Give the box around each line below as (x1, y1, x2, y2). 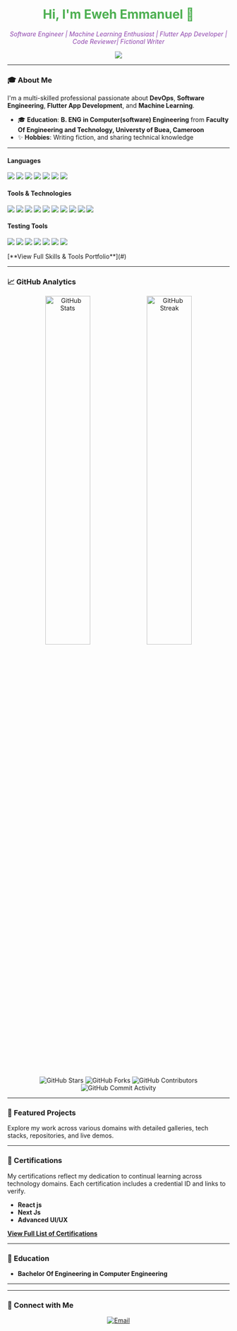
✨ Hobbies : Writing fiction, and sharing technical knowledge (17, 133, 194, 142)
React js (17, 1200, 42, 1209)
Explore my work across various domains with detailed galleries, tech (7, 1124, 209, 1133)
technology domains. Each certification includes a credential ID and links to (7, 1179, 226, 1188)
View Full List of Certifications (7, 1229, 98, 1238)
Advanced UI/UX (17, 1215, 68, 1224)
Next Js (17, 1207, 41, 1217)
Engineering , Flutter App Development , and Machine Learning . (7, 102, 195, 110)
